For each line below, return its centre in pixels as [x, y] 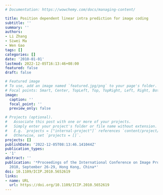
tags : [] [14, 50]
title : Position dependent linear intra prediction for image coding [77, 18]
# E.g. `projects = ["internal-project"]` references [63, 131]
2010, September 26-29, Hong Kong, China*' [54, 167]
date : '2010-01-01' [25, 59]
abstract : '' [18, 158]
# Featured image [23, 81]
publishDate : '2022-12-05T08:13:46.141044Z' [51, 144]
